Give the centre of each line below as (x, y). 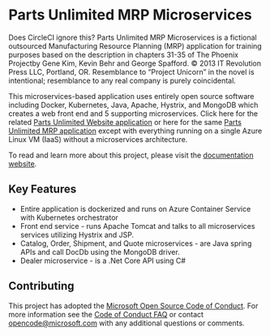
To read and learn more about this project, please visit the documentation (131, 155)
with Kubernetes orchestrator (69, 218)
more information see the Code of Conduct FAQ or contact (106, 314)
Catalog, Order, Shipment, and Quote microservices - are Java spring (136, 243)
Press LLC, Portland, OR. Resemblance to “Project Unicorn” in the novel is (131, 71)
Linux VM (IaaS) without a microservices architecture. (98, 139)
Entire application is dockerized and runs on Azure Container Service (135, 209)
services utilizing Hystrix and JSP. (77, 235)
